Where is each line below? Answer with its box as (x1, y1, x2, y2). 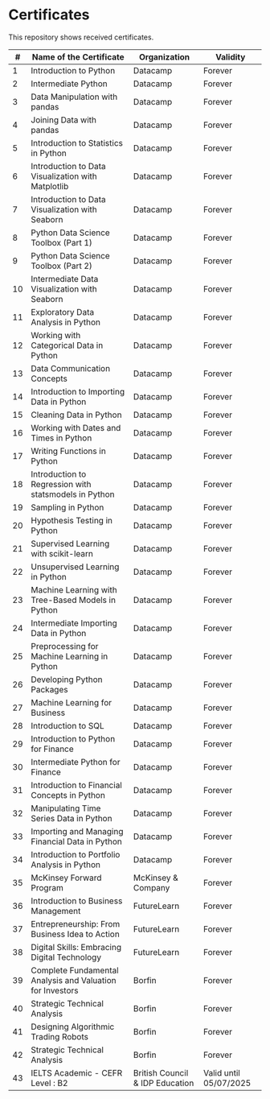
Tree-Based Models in (31, 594, 117, 605)
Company (133, 882, 170, 893)
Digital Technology (31, 952, 102, 963)
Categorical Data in (31, 340, 104, 351)
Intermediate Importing (31, 618, 118, 629)
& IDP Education (133, 1077, 194, 1089)
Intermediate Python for (31, 756, 121, 767)
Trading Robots (31, 1031, 88, 1042)
